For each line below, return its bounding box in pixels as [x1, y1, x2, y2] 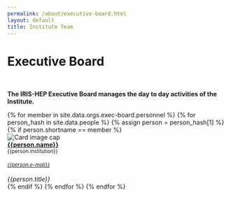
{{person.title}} [7, 175, 50, 184]
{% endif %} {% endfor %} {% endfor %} [7, 182, 126, 191]
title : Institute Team [7, 23, 73, 30]
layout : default [7, 17, 55, 24]
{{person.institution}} [7, 148, 58, 155]
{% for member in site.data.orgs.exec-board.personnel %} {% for [7, 111, 196, 119]
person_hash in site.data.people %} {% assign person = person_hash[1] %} [7, 118, 225, 126]
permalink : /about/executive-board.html [7, 10, 127, 17]
